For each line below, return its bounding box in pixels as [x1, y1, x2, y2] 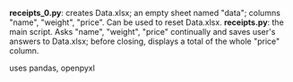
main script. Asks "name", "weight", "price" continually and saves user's [9, 27, 276, 37]
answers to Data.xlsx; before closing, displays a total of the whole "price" [9, 36, 280, 46]
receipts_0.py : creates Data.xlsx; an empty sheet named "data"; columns [9, 8, 280, 18]
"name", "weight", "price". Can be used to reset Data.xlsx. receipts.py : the [9, 17, 284, 28]
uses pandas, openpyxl [9, 62, 96, 73]
